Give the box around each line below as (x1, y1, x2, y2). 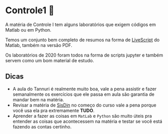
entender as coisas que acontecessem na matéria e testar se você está (12, 118, 162, 124)
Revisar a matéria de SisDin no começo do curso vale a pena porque (12, 102, 157, 108)
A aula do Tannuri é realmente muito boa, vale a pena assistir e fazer (12, 86, 157, 92)
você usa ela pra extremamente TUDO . (12, 107, 95, 114)
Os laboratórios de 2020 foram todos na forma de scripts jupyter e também (5, 52, 163, 58)
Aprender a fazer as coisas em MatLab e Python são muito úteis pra (12, 113, 152, 119)
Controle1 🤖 (5, 5, 54, 16)
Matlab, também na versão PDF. (5, 42, 73, 48)
